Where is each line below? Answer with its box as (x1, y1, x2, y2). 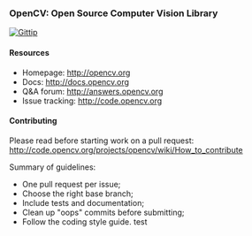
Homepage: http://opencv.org (21, 67, 131, 78)
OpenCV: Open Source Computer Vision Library (9, 7, 218, 19)
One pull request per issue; (21, 179, 121, 189)
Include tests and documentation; (21, 197, 144, 208)
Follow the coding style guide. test (21, 216, 148, 227)
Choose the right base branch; (21, 188, 134, 199)
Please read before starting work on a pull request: (9, 135, 195, 146)
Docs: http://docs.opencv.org (21, 76, 130, 87)
